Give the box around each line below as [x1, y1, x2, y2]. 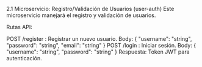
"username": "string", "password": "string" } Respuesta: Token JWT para [6, 48, 190, 55]
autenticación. [6, 55, 43, 62]
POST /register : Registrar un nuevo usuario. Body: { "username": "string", [6, 35, 192, 42]
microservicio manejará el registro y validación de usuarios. [6, 12, 156, 19]
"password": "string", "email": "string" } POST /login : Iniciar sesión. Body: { [6, 42, 197, 49]
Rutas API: [6, 24, 32, 30]
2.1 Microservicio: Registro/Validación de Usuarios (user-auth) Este [6, 5, 175, 12]
